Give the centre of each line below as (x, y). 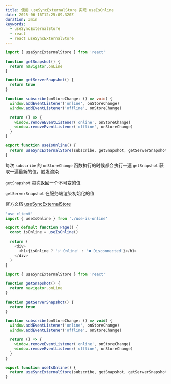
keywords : (16, 24)
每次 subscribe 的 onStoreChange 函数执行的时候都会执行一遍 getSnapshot (82, 165)
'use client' (19, 214)
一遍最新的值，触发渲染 (34, 171)
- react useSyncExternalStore (42, 39)
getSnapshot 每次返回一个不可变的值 (43, 182)
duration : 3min (21, 19)
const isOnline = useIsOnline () (44, 232)
